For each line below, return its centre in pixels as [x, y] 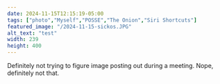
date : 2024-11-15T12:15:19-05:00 [56, 14]
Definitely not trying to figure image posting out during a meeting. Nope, [110, 66]
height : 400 [24, 46]
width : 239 [23, 40]
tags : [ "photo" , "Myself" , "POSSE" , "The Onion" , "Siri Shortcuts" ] [102, 20]
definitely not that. [33, 73]
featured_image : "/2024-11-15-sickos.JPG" [69, 26]
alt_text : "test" [32, 33]
